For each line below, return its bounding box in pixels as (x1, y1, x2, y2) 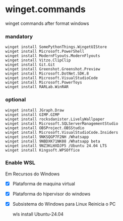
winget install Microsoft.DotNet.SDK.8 (5, 71, 89, 77)
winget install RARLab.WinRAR (5, 85, 69, 90)
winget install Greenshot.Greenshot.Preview (5, 67, 100, 72)
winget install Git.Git (5, 62, 55, 67)
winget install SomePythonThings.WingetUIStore (5, 45, 107, 50)
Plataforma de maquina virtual (12, 180, 76, 187)
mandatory (5, 33, 33, 40)
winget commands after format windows (5, 20, 89, 26)
